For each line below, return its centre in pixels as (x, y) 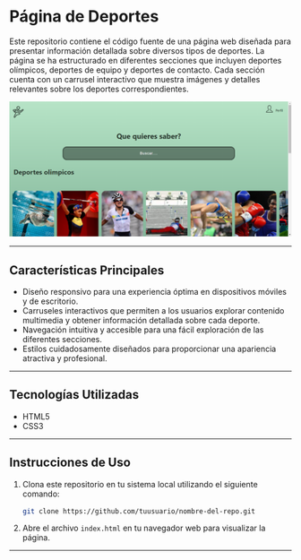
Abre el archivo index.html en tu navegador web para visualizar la (144, 528)
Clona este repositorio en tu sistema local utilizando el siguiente (140, 484)
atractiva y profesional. (64, 358)
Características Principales (87, 270)
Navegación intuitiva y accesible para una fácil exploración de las (143, 330)
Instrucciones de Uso (70, 463)
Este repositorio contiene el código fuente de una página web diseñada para (150, 41)
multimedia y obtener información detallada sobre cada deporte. (141, 320)
